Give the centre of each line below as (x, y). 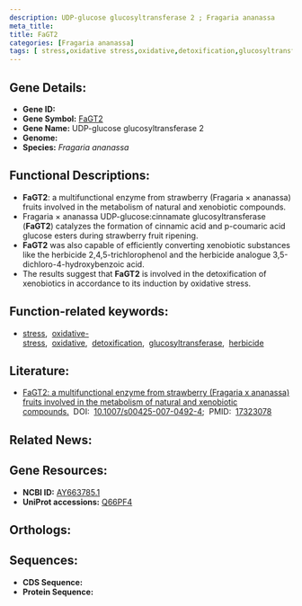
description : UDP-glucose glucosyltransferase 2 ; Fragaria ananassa (142, 18)
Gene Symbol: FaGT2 (62, 119)
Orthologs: (40, 530)
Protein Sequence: (58, 592)
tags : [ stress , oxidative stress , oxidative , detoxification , (124, 51)
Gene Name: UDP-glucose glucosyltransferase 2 (113, 128)
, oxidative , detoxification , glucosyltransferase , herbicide (154, 343)
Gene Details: (48, 88)
